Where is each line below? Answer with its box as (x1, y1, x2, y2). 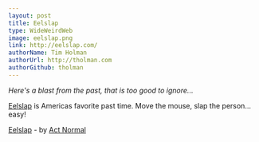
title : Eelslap (8, 19, 59, 27)
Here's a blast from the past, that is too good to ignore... (8, 85, 194, 95)
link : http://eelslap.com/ (8, 41, 98, 49)
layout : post (8, 11, 52, 20)
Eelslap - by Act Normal (8, 124, 86, 134)
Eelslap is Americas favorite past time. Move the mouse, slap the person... (8, 101, 251, 110)
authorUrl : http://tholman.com (8, 57, 112, 65)
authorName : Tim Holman (8, 49, 88, 57)
